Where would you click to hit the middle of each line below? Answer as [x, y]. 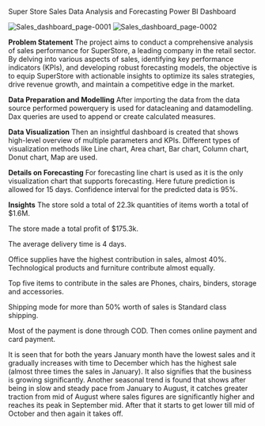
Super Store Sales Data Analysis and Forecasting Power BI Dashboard [122, 12]
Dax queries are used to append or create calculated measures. [112, 117]
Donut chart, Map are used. [53, 157]
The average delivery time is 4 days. [67, 244]
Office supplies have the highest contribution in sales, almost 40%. [117, 259]
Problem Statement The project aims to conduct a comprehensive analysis [131, 42]
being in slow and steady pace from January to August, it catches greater [128, 388]
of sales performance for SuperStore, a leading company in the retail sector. [132, 50]
